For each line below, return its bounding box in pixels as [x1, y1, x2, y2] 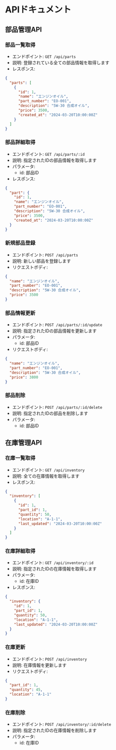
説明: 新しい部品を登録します [12, 258, 71, 264]
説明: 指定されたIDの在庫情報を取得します [12, 566, 97, 572]
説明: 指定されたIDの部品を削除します [12, 410, 88, 416]
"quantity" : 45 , [9, 687, 43, 692]
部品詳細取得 [5, 139, 36, 146]
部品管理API [5, 25, 42, 34]
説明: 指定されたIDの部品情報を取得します [12, 157, 97, 163]
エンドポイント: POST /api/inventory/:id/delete [12, 721, 112, 727]
